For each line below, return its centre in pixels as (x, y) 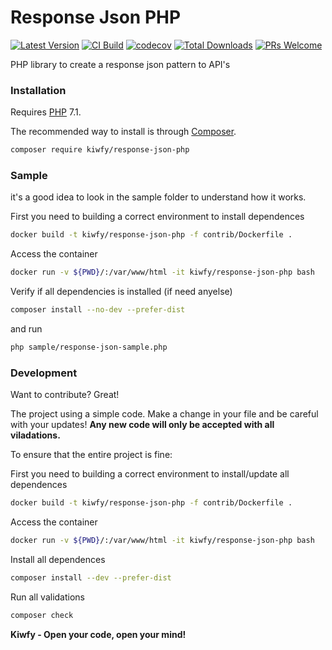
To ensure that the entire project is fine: (91, 455)
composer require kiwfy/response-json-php (100, 150)
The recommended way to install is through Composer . (123, 132)
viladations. (35, 435)
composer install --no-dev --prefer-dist (98, 310)
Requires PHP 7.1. (46, 112)
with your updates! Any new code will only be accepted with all (142, 425)
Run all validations (47, 597)
